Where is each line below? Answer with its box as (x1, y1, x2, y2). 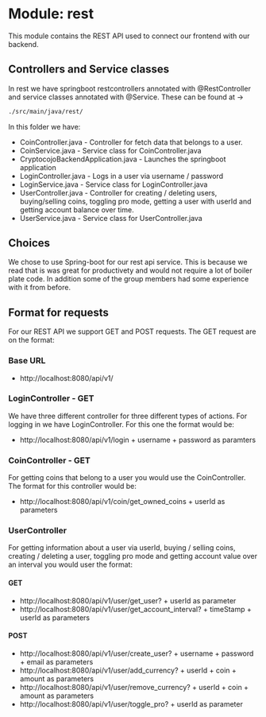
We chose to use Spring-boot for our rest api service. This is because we (8, 258, 248, 267)
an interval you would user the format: (8, 560, 133, 569)
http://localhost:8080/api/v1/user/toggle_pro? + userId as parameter (19, 699, 244, 708)
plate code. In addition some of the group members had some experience (8, 274, 249, 284)
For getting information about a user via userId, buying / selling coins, (8, 543, 236, 552)
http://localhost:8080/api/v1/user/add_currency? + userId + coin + (19, 665, 237, 675)
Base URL (8, 355, 46, 366)
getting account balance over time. (19, 204, 134, 215)
